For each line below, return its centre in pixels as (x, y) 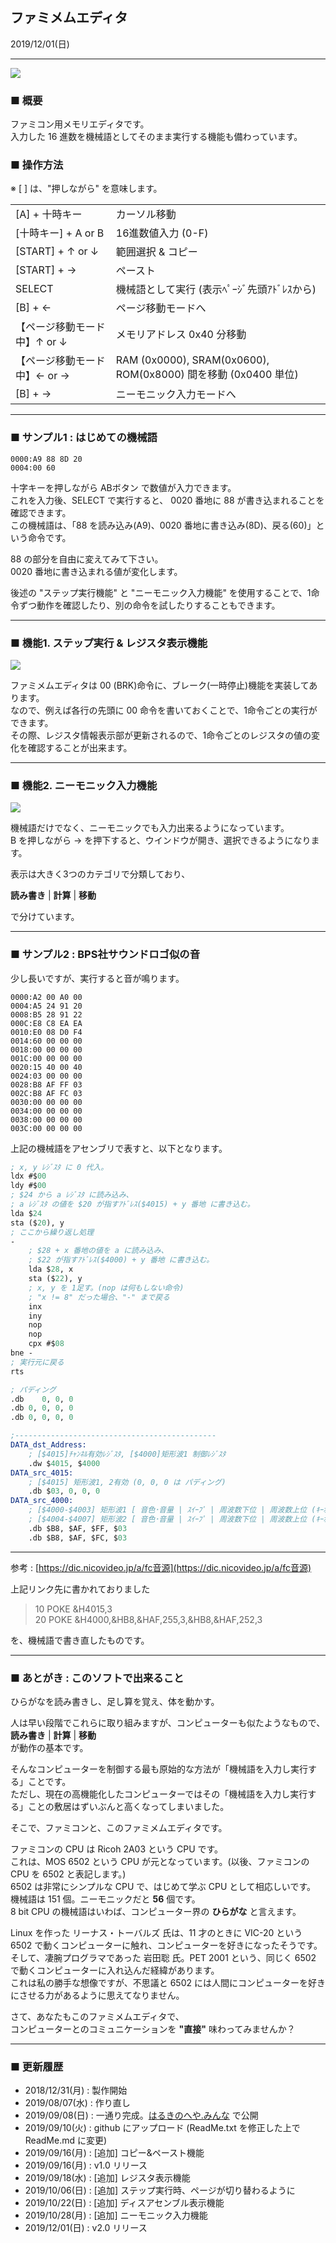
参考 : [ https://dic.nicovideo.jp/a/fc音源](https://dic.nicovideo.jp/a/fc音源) (161, 1567)
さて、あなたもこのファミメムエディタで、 (97, 2017)
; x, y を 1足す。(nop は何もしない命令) (106, 1288)
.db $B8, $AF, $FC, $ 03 (78, 1538)
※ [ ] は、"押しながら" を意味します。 (86, 189)
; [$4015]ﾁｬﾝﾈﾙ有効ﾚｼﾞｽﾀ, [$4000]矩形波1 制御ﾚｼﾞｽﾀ (127, 1454)
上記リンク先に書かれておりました (80, 1589)
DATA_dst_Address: (48, 1445)
